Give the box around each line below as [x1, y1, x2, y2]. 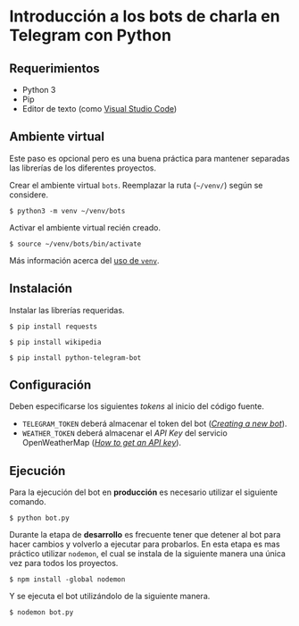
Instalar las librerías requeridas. [9, 305, 125, 315]
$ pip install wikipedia [9, 338, 102, 346]
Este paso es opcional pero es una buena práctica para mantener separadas [9, 153, 290, 163]
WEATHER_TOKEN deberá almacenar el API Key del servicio [21, 428, 228, 438]
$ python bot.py [9, 513, 70, 523]
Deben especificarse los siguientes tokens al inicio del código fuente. [9, 401, 265, 412]
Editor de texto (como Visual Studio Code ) [21, 104, 178, 113]
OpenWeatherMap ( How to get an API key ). [21, 438, 181, 448]
